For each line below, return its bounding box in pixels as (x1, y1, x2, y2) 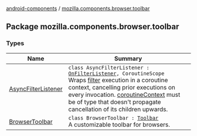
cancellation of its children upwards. (68, 105, 168, 113)
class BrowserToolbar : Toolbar (68, 114, 159, 121)
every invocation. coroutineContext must (68, 90, 181, 99)
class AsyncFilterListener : (68, 64, 150, 71)
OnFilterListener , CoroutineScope (68, 70, 165, 76)
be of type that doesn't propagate (68, 97, 161, 106)
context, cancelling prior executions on (68, 83, 176, 91)
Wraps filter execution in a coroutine (68, 76, 168, 84)
